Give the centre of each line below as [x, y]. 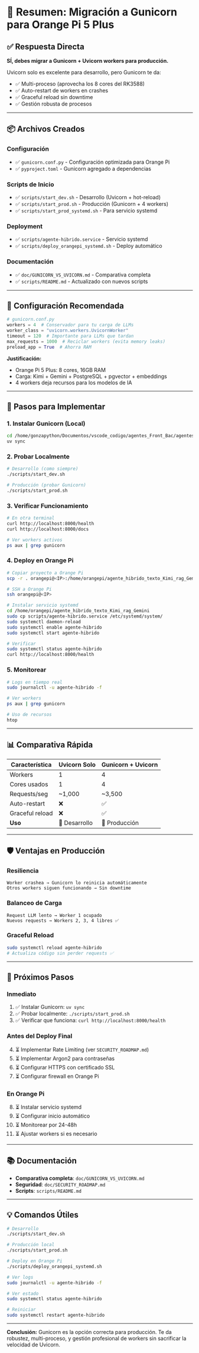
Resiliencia [23, 870]
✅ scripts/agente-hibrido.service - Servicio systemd [81, 239]
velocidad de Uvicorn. [34, 1345]
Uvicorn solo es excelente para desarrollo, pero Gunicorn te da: [84, 72]
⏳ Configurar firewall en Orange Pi [57, 1076]
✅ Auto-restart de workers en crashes [62, 90]
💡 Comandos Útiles [43, 1215]
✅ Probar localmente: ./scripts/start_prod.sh [72, 1014]
